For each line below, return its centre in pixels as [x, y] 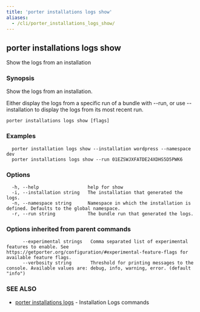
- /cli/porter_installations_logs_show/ [63, 23]
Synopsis [20, 78]
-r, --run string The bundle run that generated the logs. [103, 214]
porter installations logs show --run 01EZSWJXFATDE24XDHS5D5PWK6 [97, 159]
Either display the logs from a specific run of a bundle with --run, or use [96, 103]
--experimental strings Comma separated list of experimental [105, 242]
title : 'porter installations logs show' [59, 12]
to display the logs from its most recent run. [89, 109]
